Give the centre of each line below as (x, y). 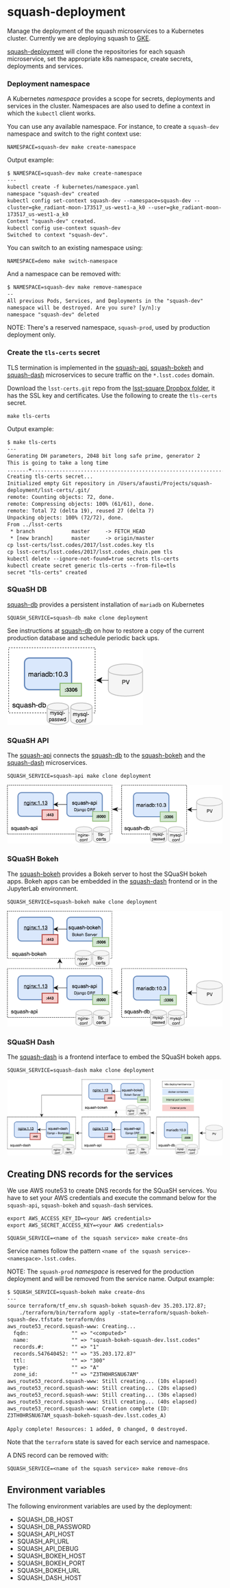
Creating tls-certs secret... (50, 476)
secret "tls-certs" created (47, 572)
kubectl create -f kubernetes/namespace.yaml (73, 187)
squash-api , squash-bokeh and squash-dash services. (80, 1205)
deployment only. (31, 335)
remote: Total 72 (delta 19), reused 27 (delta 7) (81, 511)
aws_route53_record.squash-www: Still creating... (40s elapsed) (102, 1402)
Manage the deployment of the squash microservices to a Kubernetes (105, 31)
